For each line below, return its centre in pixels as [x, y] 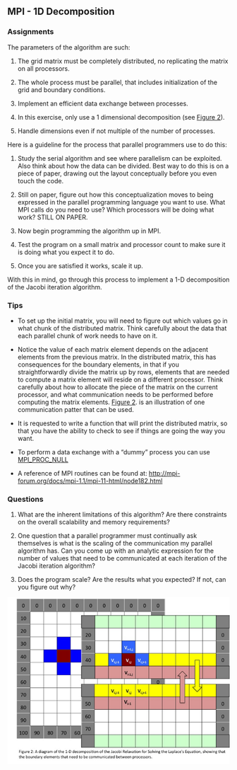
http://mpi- [164, 473]
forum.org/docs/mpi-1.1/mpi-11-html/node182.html [90, 481]
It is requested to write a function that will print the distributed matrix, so [122, 423]
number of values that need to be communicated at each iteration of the [122, 558]
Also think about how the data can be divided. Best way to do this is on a [123, 166]
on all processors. [44, 68]
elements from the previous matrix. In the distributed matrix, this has [117, 357]
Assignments [31, 32]
